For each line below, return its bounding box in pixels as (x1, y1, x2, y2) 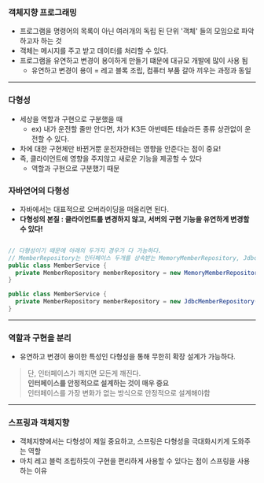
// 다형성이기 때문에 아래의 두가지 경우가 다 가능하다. (8, 247, 163, 255)
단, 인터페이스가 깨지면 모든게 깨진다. (27, 369, 141, 378)
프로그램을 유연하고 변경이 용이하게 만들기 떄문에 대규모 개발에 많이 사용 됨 (19, 56, 249, 65)
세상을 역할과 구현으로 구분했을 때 (19, 114, 123, 124)
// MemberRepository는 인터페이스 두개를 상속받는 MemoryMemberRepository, (8, 254, 240, 262)
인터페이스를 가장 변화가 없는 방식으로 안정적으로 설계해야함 (27, 388, 211, 398)
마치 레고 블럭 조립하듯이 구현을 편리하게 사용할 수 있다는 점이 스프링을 (19, 456, 236, 466)
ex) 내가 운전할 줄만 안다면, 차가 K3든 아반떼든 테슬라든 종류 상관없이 (31, 124, 244, 133)
